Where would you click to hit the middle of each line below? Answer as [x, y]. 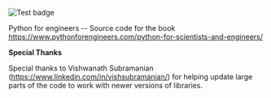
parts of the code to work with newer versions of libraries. [106, 85]
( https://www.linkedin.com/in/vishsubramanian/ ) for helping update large [131, 77]
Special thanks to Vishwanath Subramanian [81, 68]
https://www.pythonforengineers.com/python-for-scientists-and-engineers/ [135, 37]
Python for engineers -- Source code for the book [92, 28]
